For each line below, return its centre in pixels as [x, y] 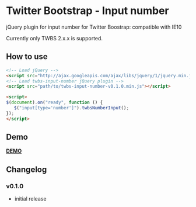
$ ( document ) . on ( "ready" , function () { [55, 103]
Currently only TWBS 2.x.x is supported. [55, 38]
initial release [30, 199]
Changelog [27, 169]
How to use [27, 57]
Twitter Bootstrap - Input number [87, 11]
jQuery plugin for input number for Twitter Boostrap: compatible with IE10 [94, 27]
